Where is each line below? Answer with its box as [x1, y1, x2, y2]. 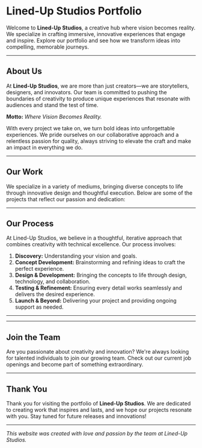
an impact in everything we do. [6, 144, 83, 151]
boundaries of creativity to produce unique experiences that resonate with [6, 95, 191, 102]
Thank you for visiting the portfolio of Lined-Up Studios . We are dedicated [6, 400, 191, 407]
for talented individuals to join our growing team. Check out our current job [6, 354, 191, 362]
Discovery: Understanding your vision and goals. [14, 252, 137, 259]
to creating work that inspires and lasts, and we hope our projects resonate [6, 407, 192, 413]
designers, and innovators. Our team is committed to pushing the [6, 88, 167, 95]
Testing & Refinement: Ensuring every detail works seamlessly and [14, 284, 182, 292]
